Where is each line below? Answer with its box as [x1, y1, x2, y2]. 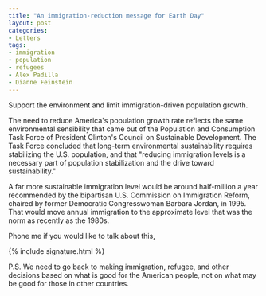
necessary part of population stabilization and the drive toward [8, 158, 215, 167]
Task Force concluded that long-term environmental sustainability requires [8, 141, 253, 150]
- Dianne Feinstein [8, 78, 73, 86]
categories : [8, 26, 48, 34]
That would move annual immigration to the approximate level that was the [8, 207, 252, 216]
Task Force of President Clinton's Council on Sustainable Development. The [8, 132, 257, 142]
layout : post [8, 19, 52, 27]
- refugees [8, 64, 45, 72]
